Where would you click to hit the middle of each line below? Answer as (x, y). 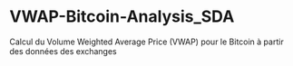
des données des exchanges (63, 51)
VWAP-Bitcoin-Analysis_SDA (122, 17)
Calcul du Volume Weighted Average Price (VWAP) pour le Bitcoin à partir (146, 42)
